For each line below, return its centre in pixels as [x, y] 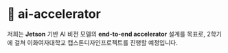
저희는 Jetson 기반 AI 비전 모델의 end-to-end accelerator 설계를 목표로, [106, 34]
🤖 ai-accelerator [54, 14]
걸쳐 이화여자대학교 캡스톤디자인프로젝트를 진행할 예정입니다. [96, 42]
